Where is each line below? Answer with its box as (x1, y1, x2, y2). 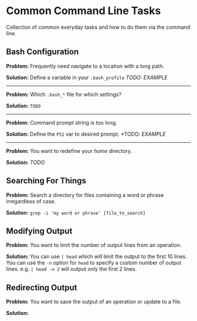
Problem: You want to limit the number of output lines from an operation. (6, 242, 182, 249)
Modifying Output (6, 226, 73, 236)
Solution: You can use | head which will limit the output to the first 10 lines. (6, 253, 188, 260)
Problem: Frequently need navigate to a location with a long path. (6, 62, 165, 69)
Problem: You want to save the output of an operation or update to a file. (6, 298, 182, 305)
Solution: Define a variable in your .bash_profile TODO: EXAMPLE (6, 73, 168, 81)
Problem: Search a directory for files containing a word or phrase (6, 191, 164, 198)
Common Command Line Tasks (6, 4, 161, 18)
